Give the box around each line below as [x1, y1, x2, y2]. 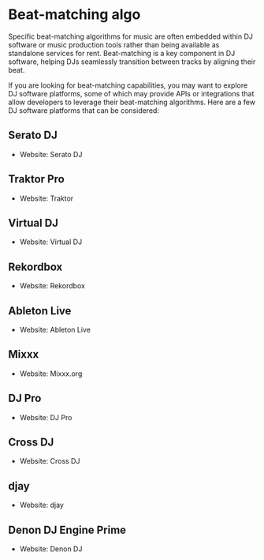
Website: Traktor [19, 194, 74, 203]
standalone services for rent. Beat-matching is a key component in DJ [8, 48, 236, 58]
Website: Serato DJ [19, 149, 83, 159]
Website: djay [19, 500, 65, 510]
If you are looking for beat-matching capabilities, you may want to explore [8, 81, 248, 90]
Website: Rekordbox [19, 281, 85, 291]
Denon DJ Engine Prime [8, 523, 127, 536]
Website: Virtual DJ [19, 237, 83, 246]
